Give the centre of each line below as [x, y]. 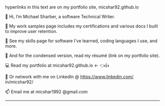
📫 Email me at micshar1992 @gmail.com [46, 92]
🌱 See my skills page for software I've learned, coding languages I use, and [81, 41]
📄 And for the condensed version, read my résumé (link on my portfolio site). [82, 55]
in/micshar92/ [19, 82]
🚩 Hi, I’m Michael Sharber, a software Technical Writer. [60, 16]
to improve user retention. [31, 31]
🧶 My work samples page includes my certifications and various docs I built [82, 26]
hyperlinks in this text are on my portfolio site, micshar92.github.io [72, 7]
